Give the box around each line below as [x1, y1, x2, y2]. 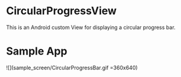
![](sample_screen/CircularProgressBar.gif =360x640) [6, 64, 138, 71]
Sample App [6, 44, 67, 58]
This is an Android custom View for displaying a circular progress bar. [6, 24, 176, 31]
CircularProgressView [6, 4, 117, 18]
